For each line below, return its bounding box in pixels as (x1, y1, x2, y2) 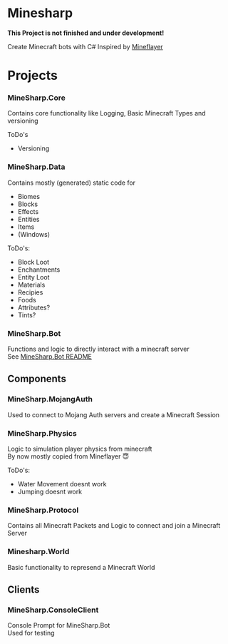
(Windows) (17, 230, 51, 238)
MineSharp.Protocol (7, 505, 79, 515)
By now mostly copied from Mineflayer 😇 (7, 452, 130, 461)
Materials (17, 280, 46, 289)
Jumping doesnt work (17, 487, 83, 496)
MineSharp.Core (7, 93, 66, 103)
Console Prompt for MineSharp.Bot (7, 621, 110, 630)
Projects (7, 68, 58, 83)
